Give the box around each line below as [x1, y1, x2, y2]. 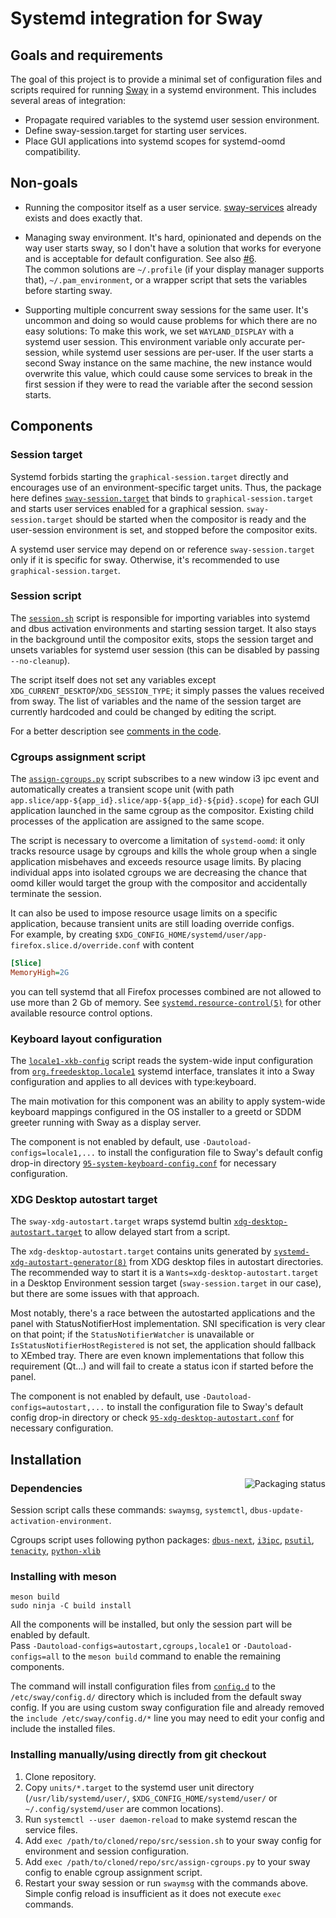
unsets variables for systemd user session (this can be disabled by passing [10, 643, 320, 656]
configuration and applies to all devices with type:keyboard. [10, 1076, 257, 1088]
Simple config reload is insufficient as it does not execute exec [24, 1887, 282, 1899]
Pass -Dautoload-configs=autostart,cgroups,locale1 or [10, 1640, 242, 1652]
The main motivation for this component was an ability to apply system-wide [10, 1095, 326, 1107]
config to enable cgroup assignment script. [24, 1866, 203, 1878]
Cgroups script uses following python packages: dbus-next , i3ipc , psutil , [10, 1534, 315, 1546]
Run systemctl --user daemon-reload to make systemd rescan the [24, 1813, 298, 1825]
